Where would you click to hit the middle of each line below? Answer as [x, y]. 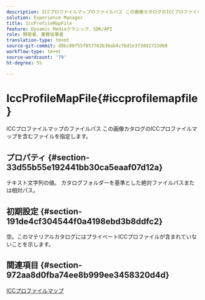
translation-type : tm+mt [38, 40]
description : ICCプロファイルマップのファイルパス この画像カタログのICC [91, 12]
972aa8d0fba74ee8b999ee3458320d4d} [88, 275]
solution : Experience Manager [45, 18]
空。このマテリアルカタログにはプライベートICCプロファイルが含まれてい [99, 237]
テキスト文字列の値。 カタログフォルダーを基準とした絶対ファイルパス [95, 183]
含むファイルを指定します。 [57, 136]
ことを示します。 [33, 245]
